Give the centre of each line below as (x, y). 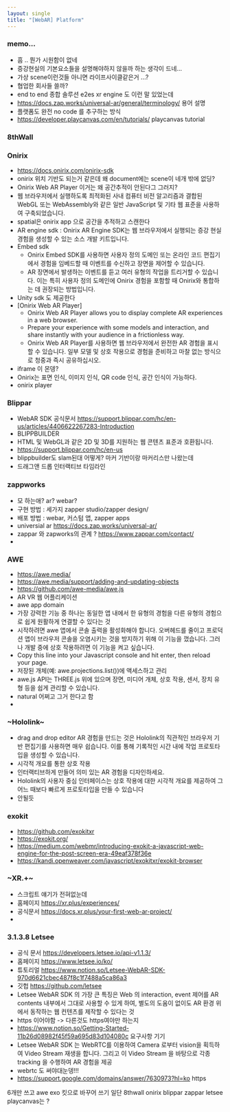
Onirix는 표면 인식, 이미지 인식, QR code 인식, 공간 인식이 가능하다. (107, 377)
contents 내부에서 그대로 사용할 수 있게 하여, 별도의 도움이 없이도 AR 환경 (116, 1003)
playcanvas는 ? (28, 1101)
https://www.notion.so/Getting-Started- (73, 1028)
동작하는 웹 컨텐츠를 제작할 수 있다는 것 (82, 1012)
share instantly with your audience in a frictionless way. (106, 335)
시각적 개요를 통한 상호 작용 (54, 764)
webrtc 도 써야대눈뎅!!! (48, 1071)
